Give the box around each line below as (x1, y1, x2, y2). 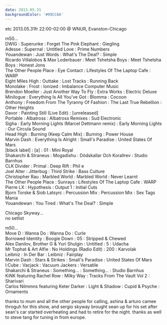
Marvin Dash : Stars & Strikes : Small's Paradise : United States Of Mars (5, 256, 152, 262)
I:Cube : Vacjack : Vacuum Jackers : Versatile (5, 262, 98, 268)
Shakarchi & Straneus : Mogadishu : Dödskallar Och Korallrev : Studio (5, 152, 148, 158)
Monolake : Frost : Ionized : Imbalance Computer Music (5, 83, 119, 89)
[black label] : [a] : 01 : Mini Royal (5, 147, 73, 153)
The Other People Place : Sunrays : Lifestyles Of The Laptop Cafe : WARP (5, 178, 156, 185)
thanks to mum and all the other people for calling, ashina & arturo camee (5, 298, 156, 304)
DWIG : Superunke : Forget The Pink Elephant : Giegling (5, 40, 119, 46)
